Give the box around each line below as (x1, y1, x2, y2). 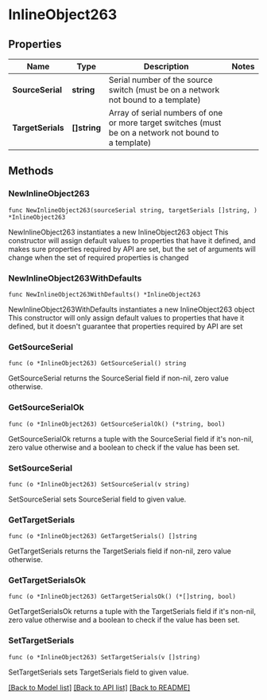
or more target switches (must (108, 117, 222, 128)
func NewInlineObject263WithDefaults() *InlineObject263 (8, 290, 201, 298)
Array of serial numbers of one (108, 108, 223, 118)
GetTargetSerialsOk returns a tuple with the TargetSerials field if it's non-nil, (8, 607, 257, 616)
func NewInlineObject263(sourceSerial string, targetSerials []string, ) (8, 206, 258, 214)
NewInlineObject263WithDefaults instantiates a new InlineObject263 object (8, 305, 255, 314)
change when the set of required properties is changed (8, 253, 189, 262)
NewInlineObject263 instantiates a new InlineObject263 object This (8, 227, 229, 237)
